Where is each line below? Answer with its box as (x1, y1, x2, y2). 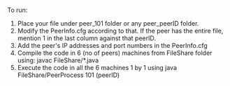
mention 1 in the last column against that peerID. (17, 34, 156, 42)
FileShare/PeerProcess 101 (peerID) (17, 71, 120, 79)
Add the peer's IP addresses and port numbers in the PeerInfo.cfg (17, 42, 208, 49)
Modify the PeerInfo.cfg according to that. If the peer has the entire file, (17, 27, 224, 35)
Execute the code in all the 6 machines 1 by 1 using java (17, 64, 177, 71)
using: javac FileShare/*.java (17, 56, 99, 64)
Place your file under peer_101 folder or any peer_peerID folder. (17, 19, 199, 27)
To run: (7, 6, 28, 14)
